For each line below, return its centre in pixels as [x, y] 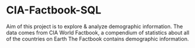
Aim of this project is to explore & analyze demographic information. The [95, 26]
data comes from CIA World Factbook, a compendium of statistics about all [98, 32]
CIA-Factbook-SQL [54, 10]
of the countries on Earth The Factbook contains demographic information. [97, 39]
